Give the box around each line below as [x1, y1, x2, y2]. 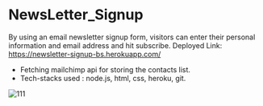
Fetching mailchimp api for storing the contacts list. [19, 64, 191, 74]
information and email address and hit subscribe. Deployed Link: [8, 40, 223, 50]
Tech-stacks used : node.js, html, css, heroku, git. [19, 73, 186, 83]
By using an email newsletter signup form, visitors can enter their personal [8, 32, 256, 42]
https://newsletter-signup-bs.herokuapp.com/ [8, 49, 161, 59]
